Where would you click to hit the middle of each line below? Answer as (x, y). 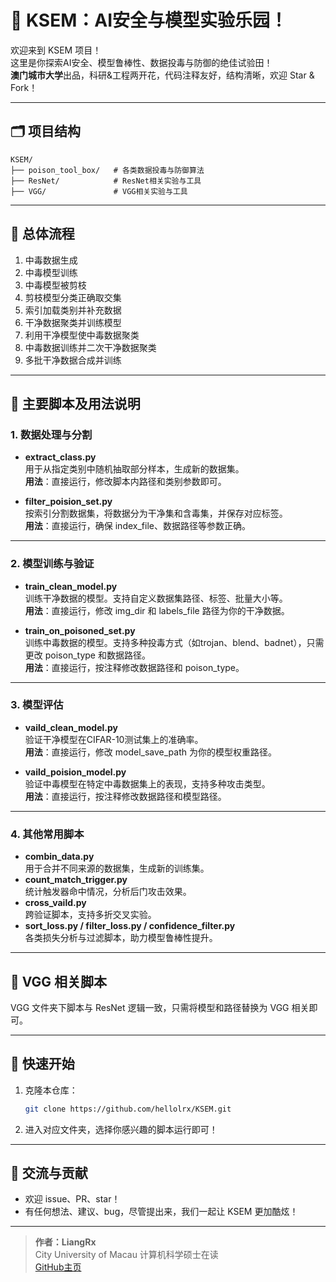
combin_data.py (59, 857)
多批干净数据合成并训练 (73, 360)
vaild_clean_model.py (71, 727)
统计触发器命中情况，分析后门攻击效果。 (108, 892)
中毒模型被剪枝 (55, 285)
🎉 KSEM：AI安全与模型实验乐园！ (149, 20)
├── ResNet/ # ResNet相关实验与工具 (106, 181)
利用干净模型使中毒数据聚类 (82, 335)
